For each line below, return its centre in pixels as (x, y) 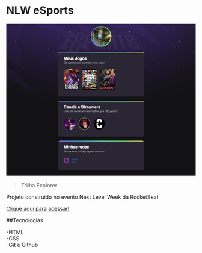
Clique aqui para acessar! (38, 208)
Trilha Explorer (39, 185)
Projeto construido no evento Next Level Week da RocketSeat (82, 197)
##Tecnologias (25, 220)
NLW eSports (40, 11)
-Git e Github (22, 245)
